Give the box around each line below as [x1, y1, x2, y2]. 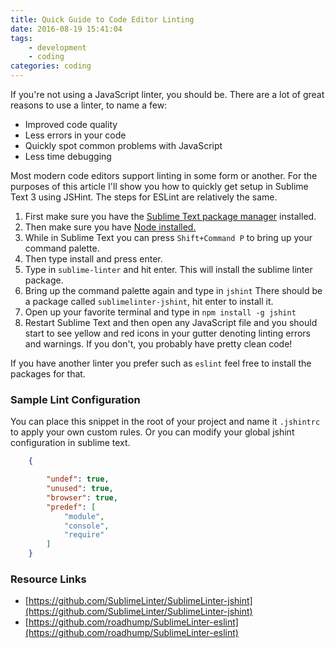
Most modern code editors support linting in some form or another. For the [10, 170, 318, 181]
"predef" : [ [46, 502, 97, 512]
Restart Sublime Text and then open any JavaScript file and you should [24, 317, 318, 328]
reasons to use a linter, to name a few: [10, 99, 168, 111]
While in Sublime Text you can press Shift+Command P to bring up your [24, 232, 313, 243]
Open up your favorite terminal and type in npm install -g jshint [24, 306, 297, 318]
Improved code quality [24, 119, 118, 130]
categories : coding [10, 61, 92, 71]
